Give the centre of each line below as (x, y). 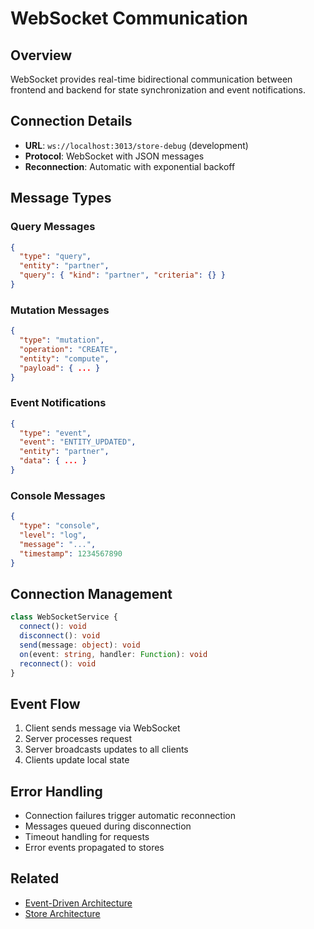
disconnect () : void (60, 636)
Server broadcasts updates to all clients (106, 749)
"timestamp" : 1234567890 (71, 553)
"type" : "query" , (55, 257)
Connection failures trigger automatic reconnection (130, 816)
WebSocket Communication (129, 18)
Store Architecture (62, 913)
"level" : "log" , (53, 535)
